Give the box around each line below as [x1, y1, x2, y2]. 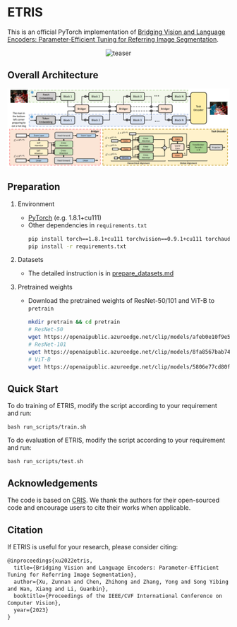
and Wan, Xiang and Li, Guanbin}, [7, 585, 109, 593]
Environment [17, 199, 55, 208]
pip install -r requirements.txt [28, 243, 127, 250]
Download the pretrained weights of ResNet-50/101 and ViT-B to [28, 297, 215, 305]
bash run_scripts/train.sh [7, 424, 87, 431]
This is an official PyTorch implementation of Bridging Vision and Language [7, 28, 226, 36]
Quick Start [7, 383, 59, 395]
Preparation [7, 181, 61, 193]
